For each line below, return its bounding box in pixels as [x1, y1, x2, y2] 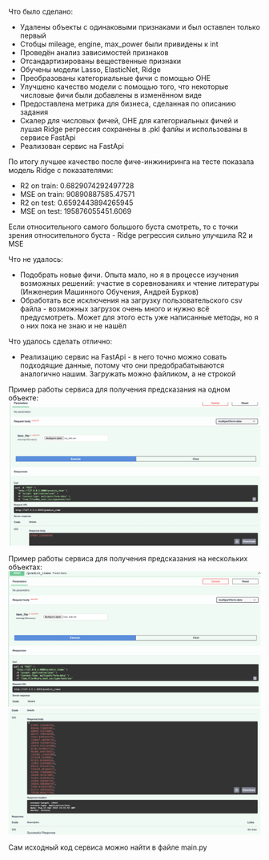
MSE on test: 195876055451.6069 [19, 207, 132, 215]
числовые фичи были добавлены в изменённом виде [19, 90, 203, 99]
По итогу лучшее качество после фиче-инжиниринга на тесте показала [8, 157, 255, 167]
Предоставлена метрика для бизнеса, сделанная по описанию [19, 99, 236, 108]
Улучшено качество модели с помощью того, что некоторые [19, 82, 229, 91]
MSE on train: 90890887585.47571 [19, 190, 135, 199]
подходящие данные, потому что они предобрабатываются [19, 360, 225, 370]
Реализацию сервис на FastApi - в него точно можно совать [19, 352, 227, 361]
